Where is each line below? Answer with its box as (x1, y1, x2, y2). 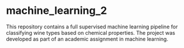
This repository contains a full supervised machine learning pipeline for (6, 23, 178, 30)
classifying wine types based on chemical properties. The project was (6, 29, 176, 36)
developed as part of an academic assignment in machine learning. (6, 35, 169, 42)
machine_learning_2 (6, 4, 107, 17)
